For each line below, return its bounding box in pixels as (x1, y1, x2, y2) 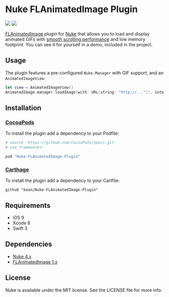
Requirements (5, 201, 51, 210)
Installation (5, 103, 41, 112)
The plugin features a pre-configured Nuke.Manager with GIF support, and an (5, 69, 163, 76)
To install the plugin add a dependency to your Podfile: (5, 130, 119, 136)
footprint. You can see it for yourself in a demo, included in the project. (5, 42, 153, 48)
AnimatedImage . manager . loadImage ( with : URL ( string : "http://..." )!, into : (5, 90, 166, 95)
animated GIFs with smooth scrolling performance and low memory (5, 36, 146, 42)
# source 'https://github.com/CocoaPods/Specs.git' (5, 140, 116, 145)
